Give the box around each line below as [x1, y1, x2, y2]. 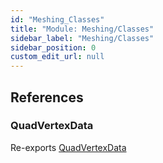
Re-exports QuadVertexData [10, 141, 127, 153]
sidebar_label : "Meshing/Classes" [10, 33, 155, 43]
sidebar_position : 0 [10, 42, 97, 53]
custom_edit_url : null [10, 52, 105, 62]
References [10, 89, 84, 106]
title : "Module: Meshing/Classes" [10, 24, 155, 34]
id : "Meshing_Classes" [10, 14, 105, 25]
